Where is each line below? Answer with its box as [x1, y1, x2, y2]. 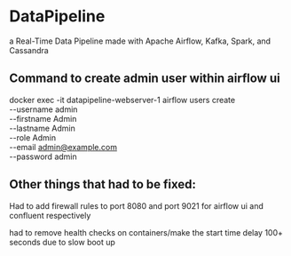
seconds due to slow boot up [9, 236, 115, 247]
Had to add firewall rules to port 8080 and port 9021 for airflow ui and [9, 200, 263, 211]
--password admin [9, 151, 77, 162]
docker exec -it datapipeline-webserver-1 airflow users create [9, 94, 236, 105]
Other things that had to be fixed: [9, 177, 197, 192]
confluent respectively [9, 210, 91, 220]
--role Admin [9, 132, 56, 143]
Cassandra [9, 44, 49, 55]
